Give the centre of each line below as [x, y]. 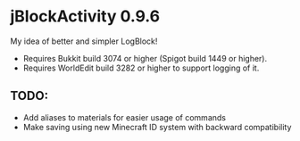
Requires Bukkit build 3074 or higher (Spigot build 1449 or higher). [145, 58]
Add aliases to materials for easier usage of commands [125, 117]
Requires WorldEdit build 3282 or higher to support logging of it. [141, 68]
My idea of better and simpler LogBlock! [84, 41]
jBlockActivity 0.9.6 [85, 17]
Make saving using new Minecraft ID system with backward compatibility [157, 127]
